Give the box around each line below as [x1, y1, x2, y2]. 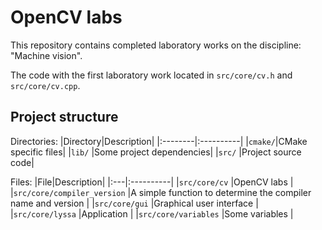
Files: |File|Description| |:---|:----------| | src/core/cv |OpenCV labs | [10, 176, 294, 188]
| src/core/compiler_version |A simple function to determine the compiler [10, 186, 312, 198]
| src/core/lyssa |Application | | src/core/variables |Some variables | [10, 207, 294, 220]
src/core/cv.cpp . [10, 79, 81, 91]
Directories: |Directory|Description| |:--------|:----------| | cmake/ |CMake [10, 135, 308, 147]
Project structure [10, 109, 119, 126]
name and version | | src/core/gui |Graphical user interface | [10, 197, 259, 209]
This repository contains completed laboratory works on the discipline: [10, 39, 302, 51]
